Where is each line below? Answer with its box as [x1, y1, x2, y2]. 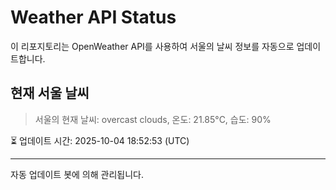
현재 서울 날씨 [10, 85, 90, 102]
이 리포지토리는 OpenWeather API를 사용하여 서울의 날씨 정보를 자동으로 [10, 40, 295, 52]
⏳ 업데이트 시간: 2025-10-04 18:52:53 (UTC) [10, 134, 190, 146]
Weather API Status [10, 6, 177, 29]
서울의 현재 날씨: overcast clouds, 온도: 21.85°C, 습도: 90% [34, 113, 272, 125]
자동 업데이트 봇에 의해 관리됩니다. [10, 168, 144, 180]
